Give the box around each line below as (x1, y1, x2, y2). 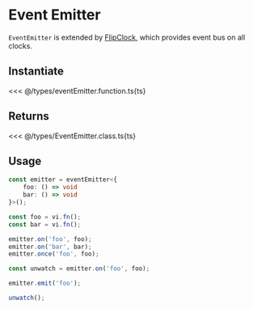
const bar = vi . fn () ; (8, 220, 82, 228)
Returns (8, 109, 50, 123)
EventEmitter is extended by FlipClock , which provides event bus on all (8, 32, 246, 42)
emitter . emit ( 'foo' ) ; (8, 279, 82, 288)
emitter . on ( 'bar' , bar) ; (8, 243, 92, 251)
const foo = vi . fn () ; (8, 213, 82, 221)
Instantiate (8, 65, 65, 78)
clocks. (8, 40, 32, 50)
